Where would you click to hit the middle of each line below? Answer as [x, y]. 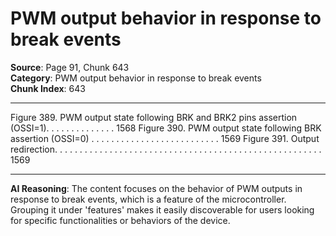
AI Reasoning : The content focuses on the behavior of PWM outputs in [156, 188]
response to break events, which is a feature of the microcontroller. [148, 199]
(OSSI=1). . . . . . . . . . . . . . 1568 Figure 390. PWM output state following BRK [166, 128]
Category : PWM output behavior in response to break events [136, 78]
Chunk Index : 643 [48, 88]
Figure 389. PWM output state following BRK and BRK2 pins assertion [154, 117]
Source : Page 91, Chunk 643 [70, 67]
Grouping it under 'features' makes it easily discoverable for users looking [162, 209]
